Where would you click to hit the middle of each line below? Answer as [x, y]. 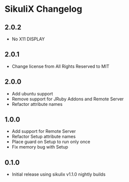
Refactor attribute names [37, 104]
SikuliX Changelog [43, 9]
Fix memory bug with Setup [40, 147]
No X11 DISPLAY [28, 39]
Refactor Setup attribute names [44, 137]
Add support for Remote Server [44, 131]
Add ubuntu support [32, 93]
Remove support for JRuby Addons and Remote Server [68, 99]
